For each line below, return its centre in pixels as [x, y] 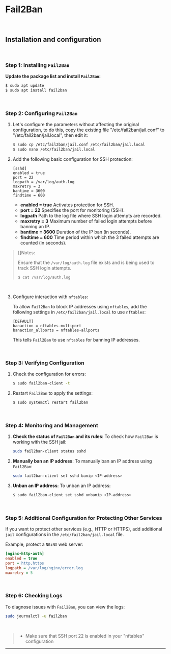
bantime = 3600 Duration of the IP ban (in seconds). [76, 232]
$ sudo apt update [25, 86]
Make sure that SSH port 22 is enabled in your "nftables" [85, 636]
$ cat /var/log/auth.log [44, 277]
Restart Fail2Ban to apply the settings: [53, 393]
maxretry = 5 [19, 573]
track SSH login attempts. [45, 268]
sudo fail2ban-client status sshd [49, 451]
